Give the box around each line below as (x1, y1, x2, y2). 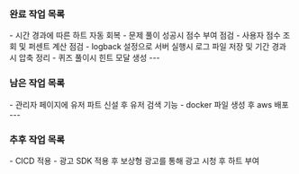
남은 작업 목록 (9, 77, 66, 90)
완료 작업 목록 (9, 7, 66, 20)
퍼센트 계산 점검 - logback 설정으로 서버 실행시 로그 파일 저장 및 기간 (28, 41, 270, 52)
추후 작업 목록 (9, 133, 66, 145)
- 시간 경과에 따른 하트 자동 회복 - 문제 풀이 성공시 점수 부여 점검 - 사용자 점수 (9, 30, 281, 41)
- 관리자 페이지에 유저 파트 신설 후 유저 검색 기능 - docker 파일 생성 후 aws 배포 (9, 99, 290, 109)
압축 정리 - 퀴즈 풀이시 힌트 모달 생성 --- (18, 52, 160, 64)
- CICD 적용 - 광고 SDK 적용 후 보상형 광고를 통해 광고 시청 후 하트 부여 (9, 155, 259, 166)
